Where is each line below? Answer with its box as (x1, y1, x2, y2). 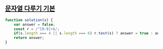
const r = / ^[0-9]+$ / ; (14, 26, 60, 31)
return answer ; (14, 36, 45, 40)
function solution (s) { (5, 17, 53, 23)
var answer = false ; (14, 22, 55, 27)
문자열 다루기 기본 (5, 4, 55, 13)
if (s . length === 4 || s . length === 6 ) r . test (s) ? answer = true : (14, 31, 153, 36)
